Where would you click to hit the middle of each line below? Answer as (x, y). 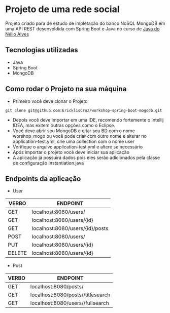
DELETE (17, 253)
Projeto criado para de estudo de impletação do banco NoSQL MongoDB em (85, 23)
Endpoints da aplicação (43, 179)
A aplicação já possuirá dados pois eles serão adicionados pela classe (86, 158)
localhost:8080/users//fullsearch (70, 303)
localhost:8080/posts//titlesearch (70, 295)
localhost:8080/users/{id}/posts (70, 228)
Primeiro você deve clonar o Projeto (50, 101)
